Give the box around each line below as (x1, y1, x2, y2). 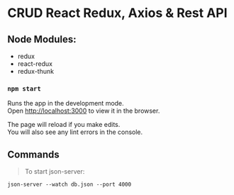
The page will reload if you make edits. (7, 121, 121, 129)
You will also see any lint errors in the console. (7, 128, 143, 136)
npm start (7, 84, 41, 93)
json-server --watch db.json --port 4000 (7, 181, 132, 189)
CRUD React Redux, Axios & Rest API (7, 5, 228, 21)
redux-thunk (17, 67, 55, 75)
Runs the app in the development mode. (7, 99, 124, 108)
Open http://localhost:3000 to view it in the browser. (7, 106, 160, 115)
